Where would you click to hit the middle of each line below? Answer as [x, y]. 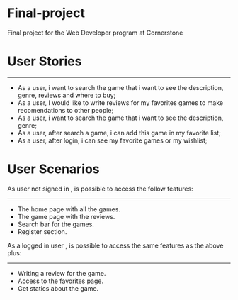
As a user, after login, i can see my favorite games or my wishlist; [112, 140]
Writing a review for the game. [62, 273]
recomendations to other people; [66, 110]
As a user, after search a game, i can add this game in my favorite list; [119, 133]
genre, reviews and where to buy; [67, 95]
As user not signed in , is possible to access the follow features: [100, 189]
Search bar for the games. [56, 224]
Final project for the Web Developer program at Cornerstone [95, 33]
